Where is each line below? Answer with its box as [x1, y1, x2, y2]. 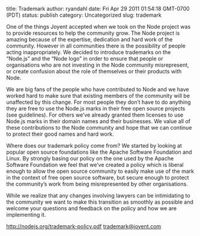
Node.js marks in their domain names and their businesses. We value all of [6, 118, 191, 125]
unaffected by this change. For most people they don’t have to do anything [6, 98, 191, 106]
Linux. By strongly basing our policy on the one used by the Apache [6, 155, 174, 162]
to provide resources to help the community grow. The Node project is [6, 29, 180, 37]
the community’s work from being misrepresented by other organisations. [6, 180, 188, 187]
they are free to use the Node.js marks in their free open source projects [6, 105, 186, 112]
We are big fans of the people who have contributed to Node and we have [6, 86, 189, 92]
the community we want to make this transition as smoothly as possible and [6, 198, 194, 205]
